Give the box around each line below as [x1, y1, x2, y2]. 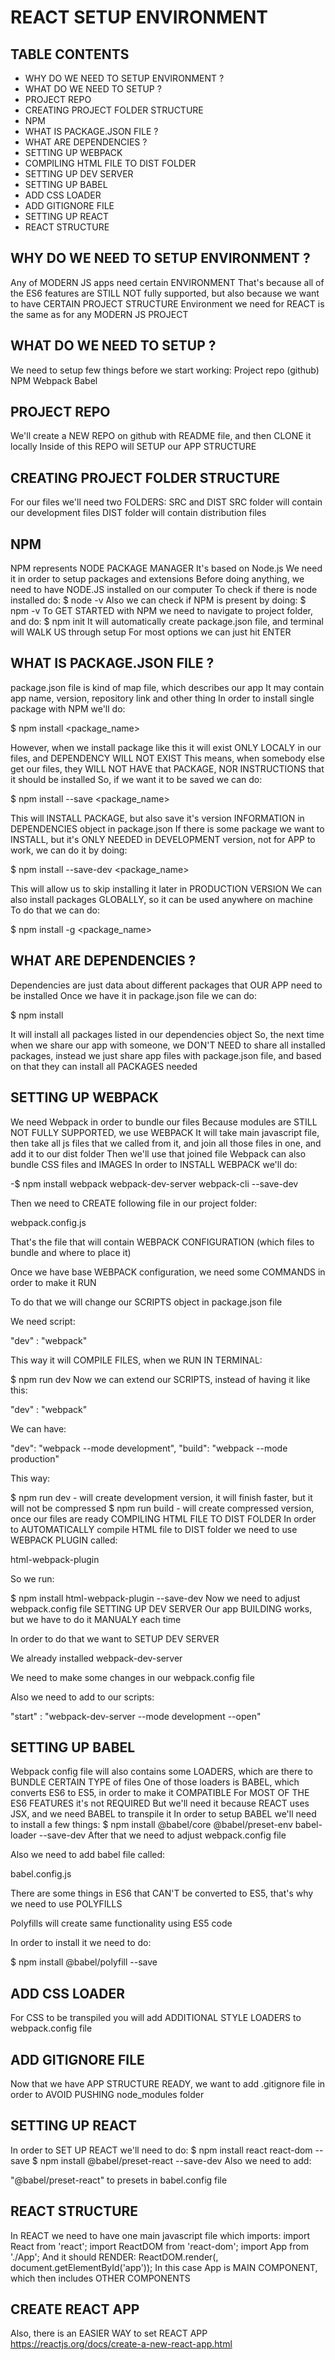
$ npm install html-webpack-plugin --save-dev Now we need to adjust [10, 1592, 301, 1604]
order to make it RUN [10, 1276, 97, 1288]
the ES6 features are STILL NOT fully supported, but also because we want [10, 287, 320, 299]
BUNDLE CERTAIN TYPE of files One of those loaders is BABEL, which [10, 1776, 300, 1788]
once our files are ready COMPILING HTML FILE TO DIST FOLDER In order [10, 1512, 317, 1525]
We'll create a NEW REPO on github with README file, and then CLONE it [10, 430, 312, 442]
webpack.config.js [10, 1216, 87, 1228]
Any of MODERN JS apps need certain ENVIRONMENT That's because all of [10, 276, 325, 288]
